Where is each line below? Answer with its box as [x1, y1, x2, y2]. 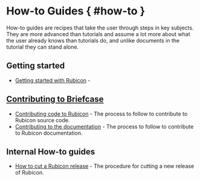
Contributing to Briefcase [6, 94, 104, 105]
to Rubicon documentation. [15, 129, 83, 137]
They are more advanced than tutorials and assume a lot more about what [6, 30, 190, 37]
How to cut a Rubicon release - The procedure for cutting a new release [15, 162, 195, 170]
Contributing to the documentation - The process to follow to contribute [15, 123, 194, 130]
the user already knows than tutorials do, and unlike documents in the [6, 37, 180, 44]
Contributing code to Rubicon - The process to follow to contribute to [15, 110, 188, 117]
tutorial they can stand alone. [6, 43, 79, 51]
